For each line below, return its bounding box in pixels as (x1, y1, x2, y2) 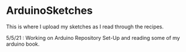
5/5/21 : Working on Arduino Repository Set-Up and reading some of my (6, 34, 180, 41)
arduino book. (6, 40, 40, 47)
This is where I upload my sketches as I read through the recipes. (6, 23, 164, 30)
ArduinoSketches (6, 4, 93, 17)
